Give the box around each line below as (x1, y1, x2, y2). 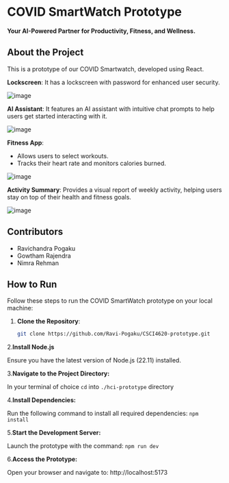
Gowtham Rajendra (16, 251, 72, 260)
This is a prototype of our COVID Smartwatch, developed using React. (7, 64, 204, 73)
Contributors (7, 226, 64, 238)
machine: (7, 304, 33, 312)
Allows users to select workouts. (16, 151, 109, 160)
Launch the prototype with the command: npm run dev (7, 442, 159, 450)
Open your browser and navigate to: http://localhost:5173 (7, 469, 168, 477)
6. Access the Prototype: (7, 455, 78, 463)
